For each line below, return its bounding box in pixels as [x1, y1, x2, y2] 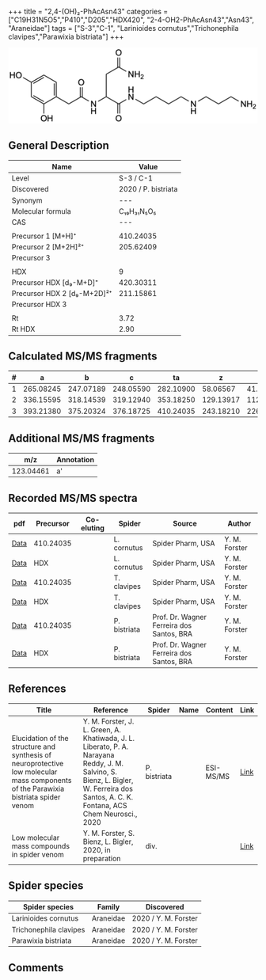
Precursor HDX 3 [11, 300, 67, 310]
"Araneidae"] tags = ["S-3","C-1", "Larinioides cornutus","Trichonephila [8, 24, 239, 32]
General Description [8, 139, 109, 152]
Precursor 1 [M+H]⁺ [11, 231, 77, 241]
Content [205, 705, 234, 715]
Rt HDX [11, 325, 36, 334]
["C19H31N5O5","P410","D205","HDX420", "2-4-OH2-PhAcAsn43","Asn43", [8, 15, 255, 25]
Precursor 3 [11, 253, 51, 263]
